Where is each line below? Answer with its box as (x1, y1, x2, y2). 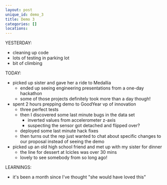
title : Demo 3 (5, 17, 35, 22)
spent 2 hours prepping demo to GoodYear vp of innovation (12, 101, 136, 107)
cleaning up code (12, 50, 49, 56)
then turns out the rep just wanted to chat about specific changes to (20, 133, 161, 139)
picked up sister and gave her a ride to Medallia (12, 80, 112, 86)
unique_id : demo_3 (5, 12, 44, 17)
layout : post (5, 7, 33, 13)
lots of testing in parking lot (12, 55, 69, 61)
